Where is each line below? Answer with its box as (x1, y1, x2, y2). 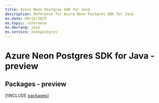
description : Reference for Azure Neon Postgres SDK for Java (5, 12, 134, 16)
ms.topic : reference (5, 20, 47, 26)
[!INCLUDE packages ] (5, 93, 49, 98)
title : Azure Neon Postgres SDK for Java (5, 7, 90, 12)
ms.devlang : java (5, 25, 40, 30)
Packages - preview (5, 80, 67, 88)
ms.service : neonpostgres (5, 29, 57, 34)
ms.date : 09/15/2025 (5, 16, 47, 21)
